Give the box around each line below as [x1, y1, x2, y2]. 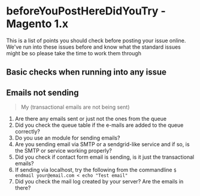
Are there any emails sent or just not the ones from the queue [14, 115, 166, 123]
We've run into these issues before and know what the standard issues [6, 43, 181, 51]
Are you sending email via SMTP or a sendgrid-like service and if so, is [14, 141, 190, 148]
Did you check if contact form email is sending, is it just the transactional [14, 153, 195, 161]
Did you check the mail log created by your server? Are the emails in [14, 178, 184, 185]
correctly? [14, 128, 40, 135]
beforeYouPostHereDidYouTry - [6, 4, 166, 18]
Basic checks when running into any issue [6, 67, 166, 78]
